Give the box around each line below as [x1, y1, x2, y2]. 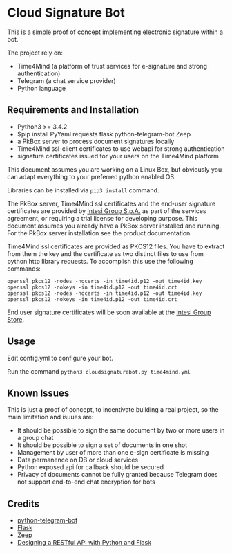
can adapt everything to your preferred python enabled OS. [7, 172, 176, 181]
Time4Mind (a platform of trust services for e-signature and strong [17, 62, 208, 70]
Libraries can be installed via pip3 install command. [7, 185, 159, 194]
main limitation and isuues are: [7, 413, 94, 421]
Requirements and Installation [7, 104, 139, 116]
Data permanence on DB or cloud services [17, 455, 139, 464]
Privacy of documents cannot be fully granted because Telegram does [17, 471, 218, 479]
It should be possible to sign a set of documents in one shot [17, 441, 188, 449]
